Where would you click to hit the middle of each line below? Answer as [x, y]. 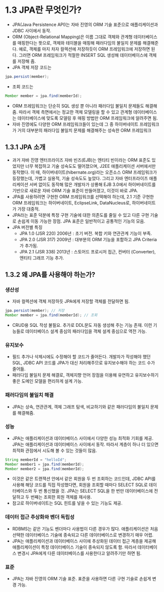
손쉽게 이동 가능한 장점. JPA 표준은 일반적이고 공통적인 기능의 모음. [81, 221]
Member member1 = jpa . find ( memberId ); [45, 464]
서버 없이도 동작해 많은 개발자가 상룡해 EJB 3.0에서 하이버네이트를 [93, 184]
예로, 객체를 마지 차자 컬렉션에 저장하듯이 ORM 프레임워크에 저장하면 [84, 49]
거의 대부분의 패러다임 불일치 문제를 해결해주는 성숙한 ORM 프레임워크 [84, 130]
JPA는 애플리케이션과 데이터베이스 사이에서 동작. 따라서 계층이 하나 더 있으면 [85, 444]
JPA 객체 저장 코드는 [32, 67]
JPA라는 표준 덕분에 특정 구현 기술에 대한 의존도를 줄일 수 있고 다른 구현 [81, 215]
